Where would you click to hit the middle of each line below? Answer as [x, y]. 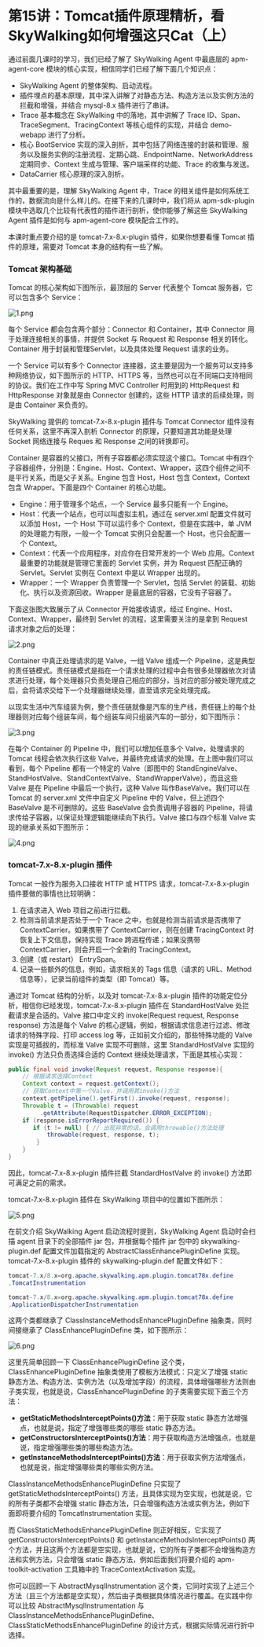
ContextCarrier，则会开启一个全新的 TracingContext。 [107, 949]
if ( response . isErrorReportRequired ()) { [91, 1121]
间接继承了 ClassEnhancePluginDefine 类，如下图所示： [99, 1330]
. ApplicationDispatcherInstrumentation [73, 1304]
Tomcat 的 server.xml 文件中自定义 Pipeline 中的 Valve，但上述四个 [116, 798]
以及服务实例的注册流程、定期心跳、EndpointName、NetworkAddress [140, 154]
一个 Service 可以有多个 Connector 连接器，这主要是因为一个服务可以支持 [128, 365]
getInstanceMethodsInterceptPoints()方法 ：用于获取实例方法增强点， [134, 1458]
